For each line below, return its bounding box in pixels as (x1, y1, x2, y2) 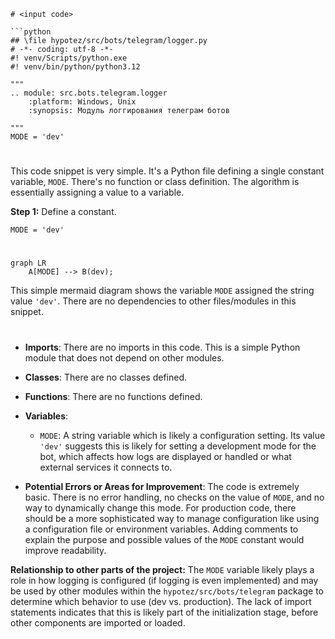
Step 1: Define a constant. (10, 206, 117, 218)
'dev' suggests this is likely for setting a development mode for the (39, 440, 317, 452)
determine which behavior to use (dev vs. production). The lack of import (10, 595, 312, 607)
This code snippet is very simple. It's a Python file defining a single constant (10, 165, 325, 177)
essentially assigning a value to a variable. (10, 186, 185, 199)
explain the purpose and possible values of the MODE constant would (24, 533, 305, 545)
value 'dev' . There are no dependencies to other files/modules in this (10, 295, 297, 307)
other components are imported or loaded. (10, 616, 186, 629)
